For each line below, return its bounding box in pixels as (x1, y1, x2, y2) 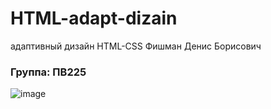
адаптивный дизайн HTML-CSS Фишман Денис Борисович (10, 40, 262, 52)
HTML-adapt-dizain (10, 7, 178, 30)
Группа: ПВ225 (10, 65, 87, 79)
